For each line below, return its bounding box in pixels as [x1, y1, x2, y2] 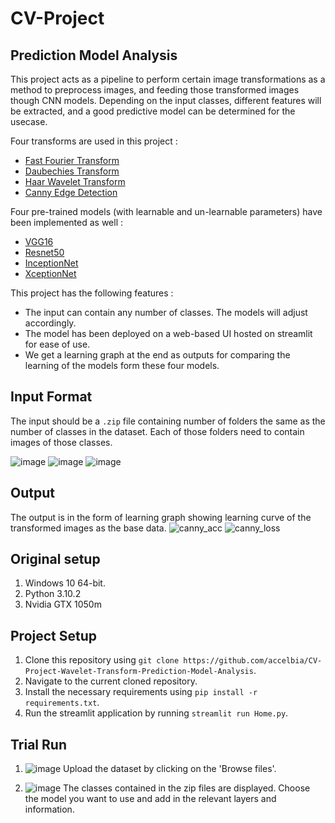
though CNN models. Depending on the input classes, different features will [10, 95, 322, 106]
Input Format [10, 388, 93, 406]
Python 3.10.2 [24, 588, 82, 600]
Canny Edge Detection [24, 187, 118, 198]
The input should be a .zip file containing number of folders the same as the [10, 415, 326, 427]
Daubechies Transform [24, 165, 120, 177]
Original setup [10, 551, 101, 568]
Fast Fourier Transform [24, 155, 120, 166]
